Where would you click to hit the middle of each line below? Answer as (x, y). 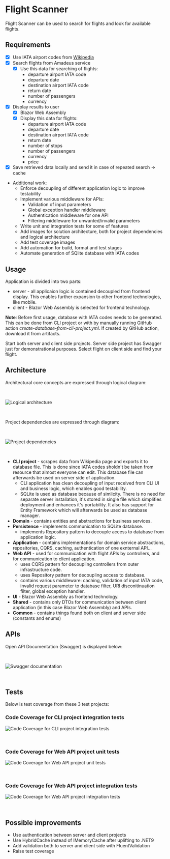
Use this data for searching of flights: (59, 68)
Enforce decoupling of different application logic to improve (82, 188)
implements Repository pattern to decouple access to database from (92, 532)
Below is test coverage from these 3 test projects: (57, 704)
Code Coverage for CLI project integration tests (65, 718)
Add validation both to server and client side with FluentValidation (81, 846)
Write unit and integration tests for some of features (74, 226)
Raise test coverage (33, 851)
